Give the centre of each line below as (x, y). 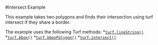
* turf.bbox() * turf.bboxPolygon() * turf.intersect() (61, 37)
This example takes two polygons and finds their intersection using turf (79, 17)
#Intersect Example (25, 7)
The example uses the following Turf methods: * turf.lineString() (74, 32)
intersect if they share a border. (38, 22)
